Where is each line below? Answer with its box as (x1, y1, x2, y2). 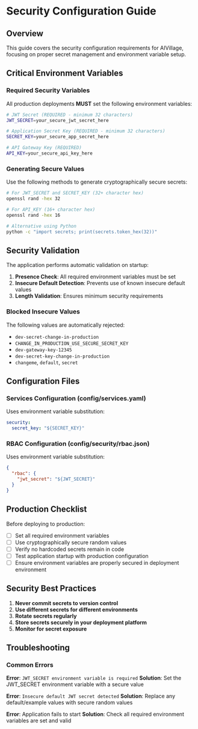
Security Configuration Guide (6, 4, 156, 18)
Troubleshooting (6, 643, 70, 653)
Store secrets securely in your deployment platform (14, 618, 147, 626)
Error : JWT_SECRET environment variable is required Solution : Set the (6, 675, 182, 682)
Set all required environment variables (14, 531, 110, 539)
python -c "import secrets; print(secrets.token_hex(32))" (6, 228, 158, 235)
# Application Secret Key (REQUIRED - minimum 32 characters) (6, 128, 166, 134)
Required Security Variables (6, 86, 90, 95)
